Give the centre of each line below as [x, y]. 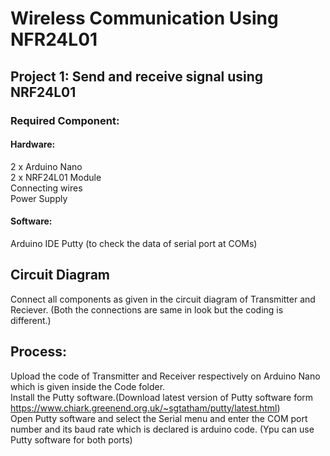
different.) [31, 320]
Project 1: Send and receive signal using [137, 76]
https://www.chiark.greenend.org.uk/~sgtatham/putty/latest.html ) [145, 408]
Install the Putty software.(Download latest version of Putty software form [162, 397]
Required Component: [65, 120]
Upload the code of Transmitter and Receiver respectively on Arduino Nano [165, 376]
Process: [38, 352]
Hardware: [33, 144]
